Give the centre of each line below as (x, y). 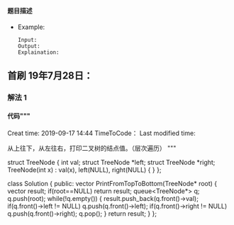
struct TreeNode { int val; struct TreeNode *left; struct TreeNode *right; (111, 162)
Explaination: (38, 52)
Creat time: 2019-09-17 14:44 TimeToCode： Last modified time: (102, 133)
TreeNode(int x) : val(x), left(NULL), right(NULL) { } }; (84, 170)
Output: (29, 46)
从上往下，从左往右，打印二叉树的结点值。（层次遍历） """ (92, 148)
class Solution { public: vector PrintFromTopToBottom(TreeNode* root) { (112, 183)
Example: (31, 27)
